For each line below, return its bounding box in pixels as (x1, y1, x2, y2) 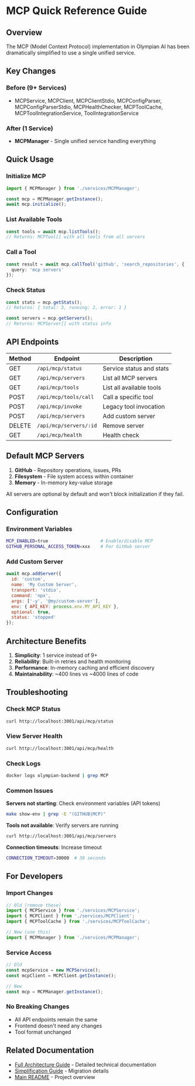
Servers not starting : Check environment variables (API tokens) (6, 800, 161, 807)
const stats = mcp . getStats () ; (6, 299, 83, 306)
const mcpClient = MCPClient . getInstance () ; (6, 972, 117, 979)
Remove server (102, 421, 145, 429)
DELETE (9, 421, 31, 429)
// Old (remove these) (6, 902, 61, 908)
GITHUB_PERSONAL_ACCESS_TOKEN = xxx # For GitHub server (6, 544, 150, 549)
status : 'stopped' (11, 615, 57, 620)
